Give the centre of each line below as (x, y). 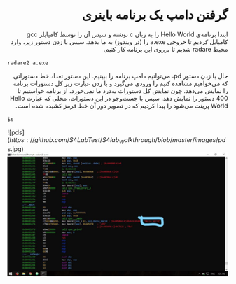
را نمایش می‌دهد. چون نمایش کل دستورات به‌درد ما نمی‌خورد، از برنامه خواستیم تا (123, 90)
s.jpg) (16, 149)
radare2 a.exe (28, 63)
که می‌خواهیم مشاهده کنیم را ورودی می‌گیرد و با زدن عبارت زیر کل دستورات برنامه (120, 83)
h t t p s (17, 139)
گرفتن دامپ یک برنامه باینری (155, 15)
